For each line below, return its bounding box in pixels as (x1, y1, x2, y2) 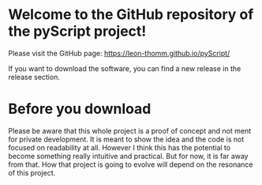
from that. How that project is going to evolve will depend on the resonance (8, 160, 253, 169)
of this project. (8, 168, 56, 177)
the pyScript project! (8, 22, 147, 40)
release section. (8, 72, 61, 81)
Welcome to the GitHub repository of (8, 6, 254, 24)
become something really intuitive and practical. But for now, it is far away (8, 151, 249, 160)
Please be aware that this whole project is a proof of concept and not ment (8, 126, 252, 135)
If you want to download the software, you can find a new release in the (8, 63, 241, 73)
